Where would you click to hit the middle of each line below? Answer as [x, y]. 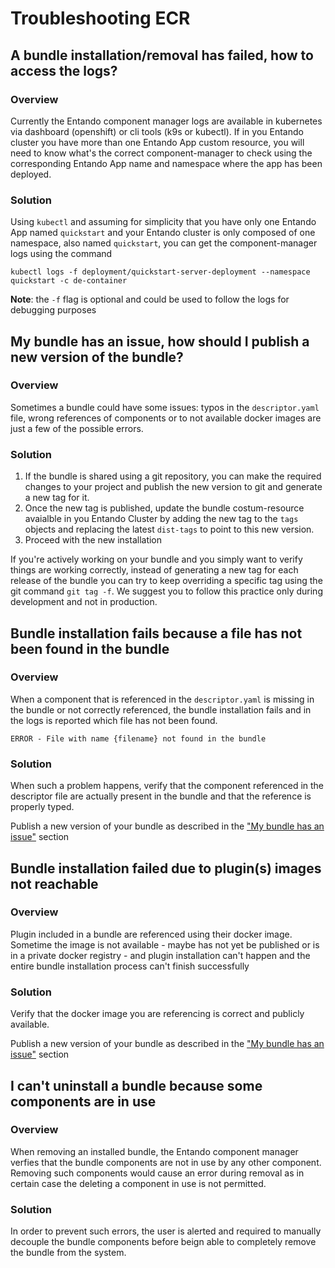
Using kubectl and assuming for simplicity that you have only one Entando [163, 222]
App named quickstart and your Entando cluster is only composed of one [163, 233]
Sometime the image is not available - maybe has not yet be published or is [165, 944]
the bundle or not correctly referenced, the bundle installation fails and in [161, 709]
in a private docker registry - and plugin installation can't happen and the [160, 955]
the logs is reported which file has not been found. [114, 720]
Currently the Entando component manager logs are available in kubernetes [166, 121]
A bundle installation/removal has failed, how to [162, 55]
